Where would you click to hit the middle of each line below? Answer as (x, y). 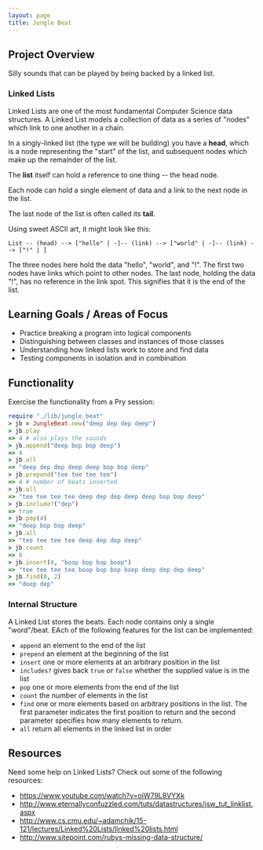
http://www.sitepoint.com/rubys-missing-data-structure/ (111, 837)
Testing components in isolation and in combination (103, 358)
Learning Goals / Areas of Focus (88, 314)
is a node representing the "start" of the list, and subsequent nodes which (128, 151)
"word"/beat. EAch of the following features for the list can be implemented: (131, 630)
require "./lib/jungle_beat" (56, 416)
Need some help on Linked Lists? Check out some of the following (115, 772)
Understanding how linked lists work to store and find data (114, 350)
